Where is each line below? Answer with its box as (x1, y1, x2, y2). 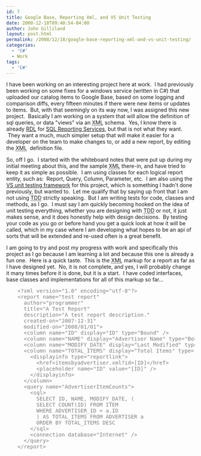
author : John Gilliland (6, 25, 66, 32)
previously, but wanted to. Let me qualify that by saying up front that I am (6, 188, 188, 195)
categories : (6, 43, 36, 49)
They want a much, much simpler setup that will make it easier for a (7, 132, 175, 139)
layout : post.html (6, 31, 52, 37)
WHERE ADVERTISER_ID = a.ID (36, 407, 118, 414)
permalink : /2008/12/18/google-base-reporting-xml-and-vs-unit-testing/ (6, 37, 191, 43)
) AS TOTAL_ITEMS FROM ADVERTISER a (36, 413, 144, 420)
